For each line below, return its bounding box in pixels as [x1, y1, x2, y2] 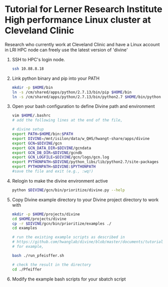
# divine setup [12, 127, 44, 132]
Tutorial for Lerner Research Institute [5, 4, 162, 15]
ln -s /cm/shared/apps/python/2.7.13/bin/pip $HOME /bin [12, 89, 132, 95]
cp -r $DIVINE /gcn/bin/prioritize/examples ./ [12, 221, 112, 226]
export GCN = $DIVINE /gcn [12, 140, 62, 146]
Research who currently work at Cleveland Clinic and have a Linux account [5, 41, 160, 47]
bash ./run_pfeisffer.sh [12, 253, 64, 258]
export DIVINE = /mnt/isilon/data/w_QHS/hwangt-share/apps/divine [12, 136, 150, 141]
